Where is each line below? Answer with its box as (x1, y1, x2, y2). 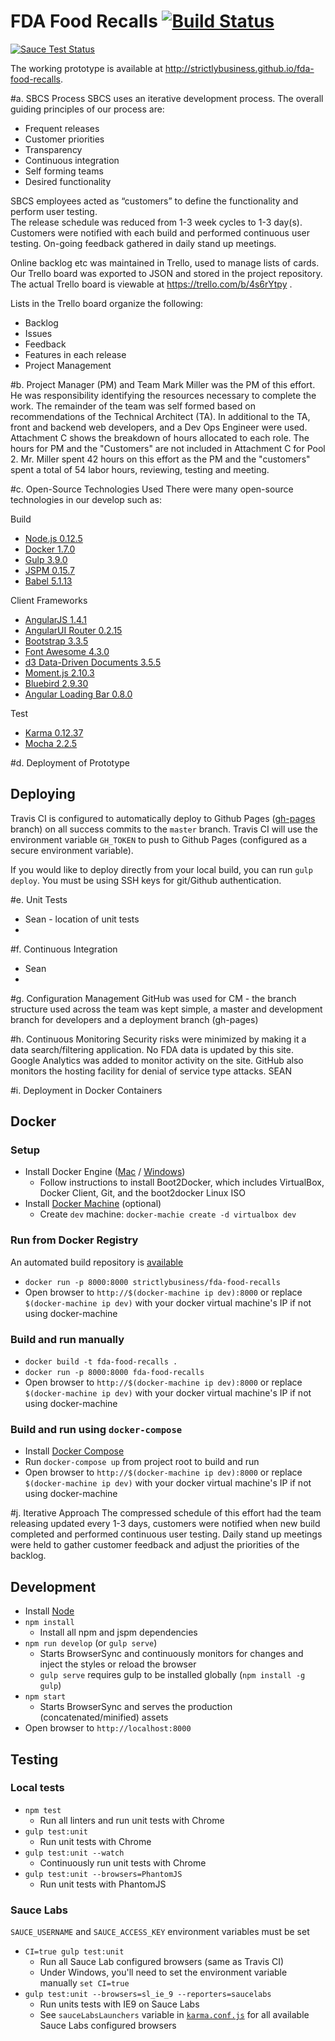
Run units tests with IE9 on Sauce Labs (39, 1998, 200, 2010)
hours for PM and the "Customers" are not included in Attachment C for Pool (10, 442, 326, 454)
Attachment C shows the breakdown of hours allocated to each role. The (10, 431, 310, 444)
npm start (24, 1692, 67, 1702)
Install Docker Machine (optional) (24, 1198, 162, 1210)
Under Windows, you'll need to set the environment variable (39, 1966, 288, 1979)
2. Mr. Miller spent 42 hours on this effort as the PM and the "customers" (10, 453, 311, 465)
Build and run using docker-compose (10, 1422, 183, 1436)
